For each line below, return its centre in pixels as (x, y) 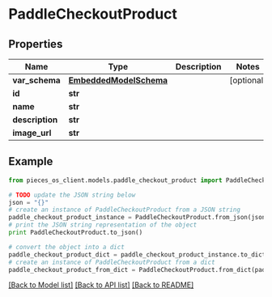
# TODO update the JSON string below (72, 195)
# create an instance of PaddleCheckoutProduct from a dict (112, 262)
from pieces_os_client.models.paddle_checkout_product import (115, 180)
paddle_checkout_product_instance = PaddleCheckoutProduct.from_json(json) (139, 218)
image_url (32, 133)
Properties (36, 44)
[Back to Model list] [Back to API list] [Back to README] (101, 285)
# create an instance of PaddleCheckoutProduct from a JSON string (125, 210)
